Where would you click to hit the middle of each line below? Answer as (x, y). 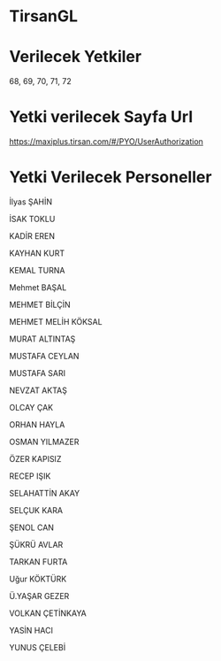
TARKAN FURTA (38, 562)
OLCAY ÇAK (31, 407)
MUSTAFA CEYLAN (44, 356)
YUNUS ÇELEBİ (38, 647)
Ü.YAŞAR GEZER (39, 596)
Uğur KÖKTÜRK (38, 579)
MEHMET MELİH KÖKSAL (56, 322)
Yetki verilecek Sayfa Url (101, 117)
